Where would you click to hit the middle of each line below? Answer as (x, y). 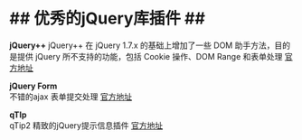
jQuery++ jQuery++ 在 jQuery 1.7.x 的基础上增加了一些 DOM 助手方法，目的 (150, 45)
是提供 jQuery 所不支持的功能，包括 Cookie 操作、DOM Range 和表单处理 (146, 56)
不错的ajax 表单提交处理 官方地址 (71, 97)
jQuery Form (33, 86)
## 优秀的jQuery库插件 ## (108, 19)
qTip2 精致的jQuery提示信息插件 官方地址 (86, 125)
